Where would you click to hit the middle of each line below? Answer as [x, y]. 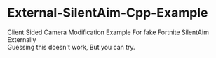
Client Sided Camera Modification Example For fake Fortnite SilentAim [108, 32]
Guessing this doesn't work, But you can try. [71, 47]
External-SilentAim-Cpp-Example [108, 13]
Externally [22, 39]
